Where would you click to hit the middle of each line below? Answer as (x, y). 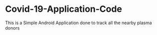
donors (12, 28)
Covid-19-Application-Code (64, 9)
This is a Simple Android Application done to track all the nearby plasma (78, 23)
